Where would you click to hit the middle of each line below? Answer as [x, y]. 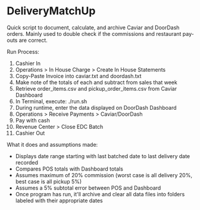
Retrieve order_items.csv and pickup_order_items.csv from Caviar [96, 88]
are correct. [33, 40]
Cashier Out [30, 133]
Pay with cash [32, 120]
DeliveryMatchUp [51, 11]
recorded [26, 162]
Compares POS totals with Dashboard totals [69, 169]
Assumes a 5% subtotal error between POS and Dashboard [88, 188]
